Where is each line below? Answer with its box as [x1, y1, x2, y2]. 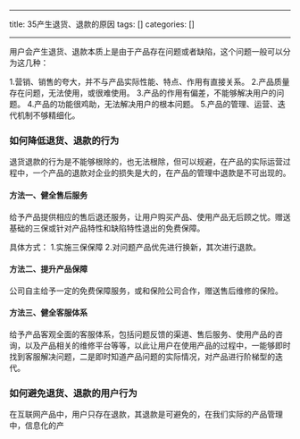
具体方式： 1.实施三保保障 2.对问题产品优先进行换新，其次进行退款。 [9, 241, 262, 252]
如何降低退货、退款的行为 [9, 134, 120, 147]
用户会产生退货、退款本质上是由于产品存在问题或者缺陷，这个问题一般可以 [9, 46, 283, 56]
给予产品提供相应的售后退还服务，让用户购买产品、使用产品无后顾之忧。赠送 [9, 211, 291, 222]
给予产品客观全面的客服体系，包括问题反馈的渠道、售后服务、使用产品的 [9, 328, 275, 340]
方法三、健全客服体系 [9, 308, 87, 318]
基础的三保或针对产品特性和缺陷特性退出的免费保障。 [9, 223, 205, 233]
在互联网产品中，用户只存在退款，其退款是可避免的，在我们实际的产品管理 [9, 409, 283, 420]
